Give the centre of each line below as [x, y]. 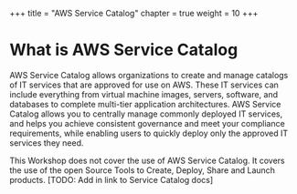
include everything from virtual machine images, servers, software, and [144, 94]
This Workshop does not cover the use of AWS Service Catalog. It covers [147, 160]
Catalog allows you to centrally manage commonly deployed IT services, [146, 114]
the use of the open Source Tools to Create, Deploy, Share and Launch [143, 170]
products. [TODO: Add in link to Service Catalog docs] [111, 179]
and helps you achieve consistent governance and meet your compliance [147, 123]
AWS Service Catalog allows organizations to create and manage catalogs [149, 75]
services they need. [47, 143]
